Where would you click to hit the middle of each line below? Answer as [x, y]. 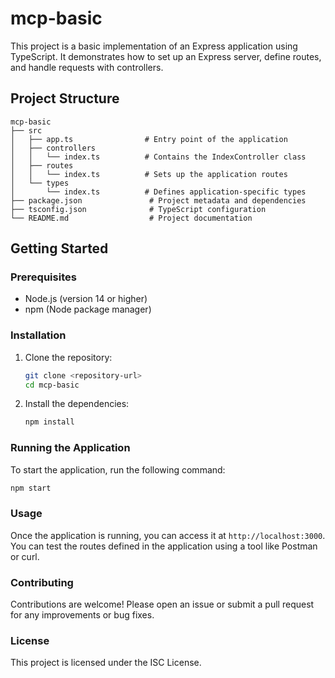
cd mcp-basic [52, 385]
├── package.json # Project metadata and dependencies [158, 200]
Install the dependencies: [77, 404]
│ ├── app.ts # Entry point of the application [149, 139]
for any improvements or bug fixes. [82, 615]
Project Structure [65, 98]
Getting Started [59, 248]
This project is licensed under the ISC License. [106, 663]
